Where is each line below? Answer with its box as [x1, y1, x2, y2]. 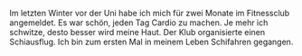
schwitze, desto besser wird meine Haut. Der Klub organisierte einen [9, 27, 266, 37]
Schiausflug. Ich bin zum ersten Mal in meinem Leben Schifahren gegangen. [9, 36, 294, 47]
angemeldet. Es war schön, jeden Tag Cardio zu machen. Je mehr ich [9, 17, 269, 28]
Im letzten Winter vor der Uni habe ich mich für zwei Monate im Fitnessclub [9, 8, 290, 18]
